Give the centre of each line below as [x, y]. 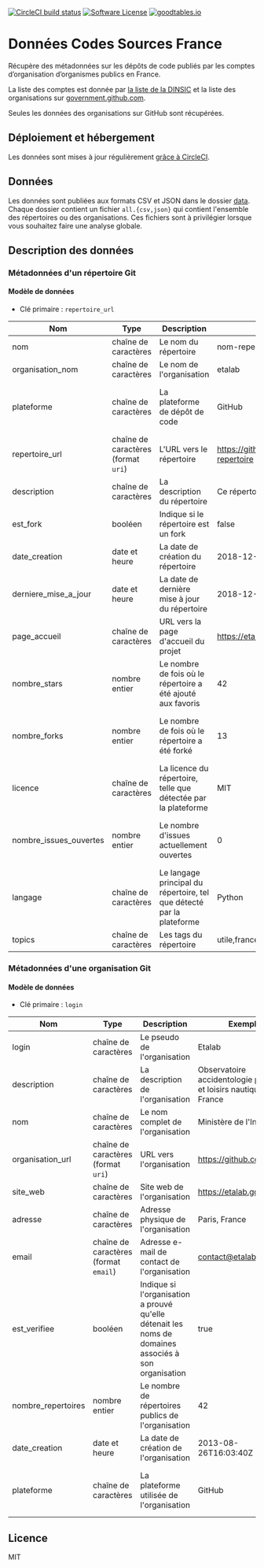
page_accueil [37, 637]
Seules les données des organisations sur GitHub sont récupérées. [116, 113]
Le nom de [179, 365]
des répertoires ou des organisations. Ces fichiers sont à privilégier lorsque [130, 217]
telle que [175, 788]
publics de [159, 1416]
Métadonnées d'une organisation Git [80, 968]
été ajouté [178, 693]
